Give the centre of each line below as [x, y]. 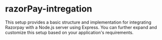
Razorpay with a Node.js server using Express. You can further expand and [81, 27]
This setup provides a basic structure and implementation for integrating [78, 22]
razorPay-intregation [49, 9]
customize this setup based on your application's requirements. [69, 32]
